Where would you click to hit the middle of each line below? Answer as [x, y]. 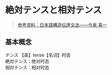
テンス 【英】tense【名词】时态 [38, 55]
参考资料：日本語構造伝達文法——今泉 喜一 [62, 25]
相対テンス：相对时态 [27, 67]
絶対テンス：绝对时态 [27, 61]
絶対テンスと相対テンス [53, 10]
